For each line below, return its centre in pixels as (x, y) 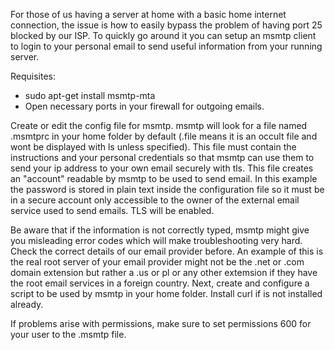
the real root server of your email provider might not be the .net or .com (157, 262)
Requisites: (33, 76)
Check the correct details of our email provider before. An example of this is (167, 251)
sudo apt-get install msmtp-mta (90, 95)
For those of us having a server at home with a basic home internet (148, 14)
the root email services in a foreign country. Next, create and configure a (160, 283)
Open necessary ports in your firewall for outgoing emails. (144, 106)
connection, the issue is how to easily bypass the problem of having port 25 (166, 25)
